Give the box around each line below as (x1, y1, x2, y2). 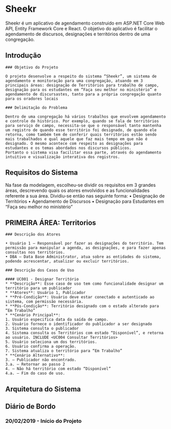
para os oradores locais (5, 96, 58, 101)
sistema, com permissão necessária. (5, 299, 83, 305)
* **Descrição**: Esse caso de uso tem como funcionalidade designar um (5, 281, 164, 287)
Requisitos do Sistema (5, 168, 78, 177)
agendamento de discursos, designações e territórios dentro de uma (5, 31, 150, 37)
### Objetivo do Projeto (5, 65, 58, 70)
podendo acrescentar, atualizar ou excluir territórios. (5, 259, 130, 264)
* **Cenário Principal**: (5, 313, 60, 318)
